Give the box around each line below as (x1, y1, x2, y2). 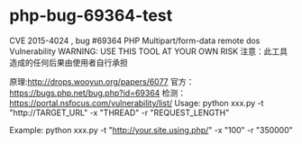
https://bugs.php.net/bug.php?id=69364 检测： (9, 87, 187, 98)
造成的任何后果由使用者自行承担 (9, 57, 128, 67)
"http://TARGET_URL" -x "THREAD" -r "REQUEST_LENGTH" (9, 107, 230, 118)
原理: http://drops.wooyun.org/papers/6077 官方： (9, 76, 195, 86)
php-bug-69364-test (9, 5, 173, 26)
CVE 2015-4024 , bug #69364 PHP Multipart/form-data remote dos (9, 35, 261, 46)
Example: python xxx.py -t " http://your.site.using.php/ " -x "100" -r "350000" (9, 124, 293, 135)
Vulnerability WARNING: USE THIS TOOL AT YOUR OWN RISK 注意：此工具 (9, 46, 288, 57)
